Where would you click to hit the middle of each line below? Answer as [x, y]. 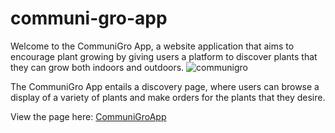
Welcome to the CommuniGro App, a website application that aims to [152, 46]
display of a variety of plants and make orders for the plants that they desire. [168, 97]
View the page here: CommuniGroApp [88, 116]
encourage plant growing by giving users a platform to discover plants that [164, 56]
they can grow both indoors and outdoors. [97, 67]
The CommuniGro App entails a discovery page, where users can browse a [165, 86]
